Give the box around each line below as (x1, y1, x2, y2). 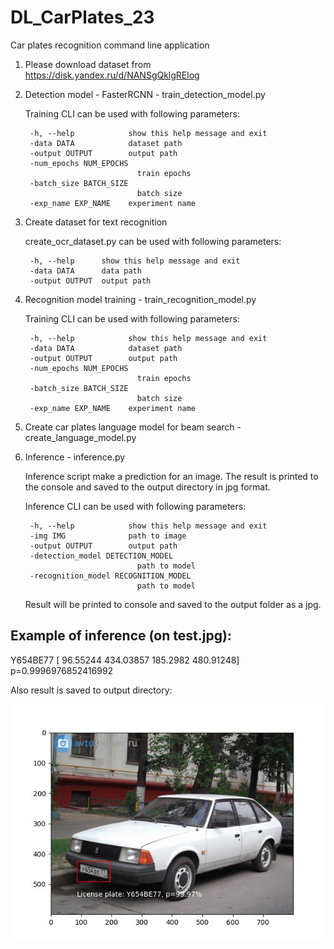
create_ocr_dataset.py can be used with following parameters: (24, 235, 282, 247)
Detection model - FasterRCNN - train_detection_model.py (24, 88, 266, 100)
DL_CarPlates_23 (10, 6, 155, 29)
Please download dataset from (24, 58, 152, 70)
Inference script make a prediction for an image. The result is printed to (24, 470, 319, 482)
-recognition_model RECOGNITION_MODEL (29, 571, 192, 581)
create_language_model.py (24, 431, 137, 443)
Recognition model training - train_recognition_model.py (24, 293, 257, 305)
